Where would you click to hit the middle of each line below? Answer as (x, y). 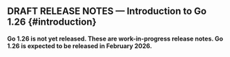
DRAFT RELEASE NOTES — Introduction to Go (107, 11)
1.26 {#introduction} (52, 22)
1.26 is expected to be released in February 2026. (80, 46)
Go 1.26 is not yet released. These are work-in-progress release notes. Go (115, 38)
